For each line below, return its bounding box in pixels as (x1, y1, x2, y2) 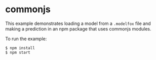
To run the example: (5, 36, 47, 42)
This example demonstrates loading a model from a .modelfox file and (5, 20, 151, 26)
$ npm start (5, 50, 30, 55)
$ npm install (5, 45, 35, 50)
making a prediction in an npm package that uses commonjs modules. (5, 25, 151, 32)
